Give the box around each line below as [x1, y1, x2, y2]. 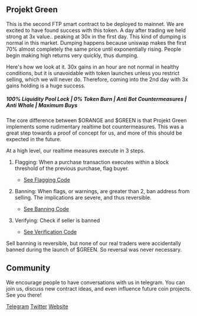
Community [6, 263, 51, 273]
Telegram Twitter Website [6, 302, 69, 310]
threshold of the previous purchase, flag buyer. [14, 165, 129, 172]
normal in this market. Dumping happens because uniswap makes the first [6, 39, 187, 46]
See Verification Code [23, 228, 77, 235]
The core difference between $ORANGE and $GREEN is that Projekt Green [6, 116, 187, 123]
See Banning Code [23, 205, 69, 212]
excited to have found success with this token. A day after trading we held [6, 27, 186, 34]
